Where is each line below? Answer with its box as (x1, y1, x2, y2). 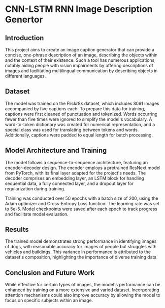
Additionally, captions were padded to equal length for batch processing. (5, 132, 153, 138)
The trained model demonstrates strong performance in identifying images (5, 238, 157, 244)
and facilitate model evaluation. (5, 211, 69, 217)
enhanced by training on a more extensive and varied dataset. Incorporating (5, 287, 160, 293)
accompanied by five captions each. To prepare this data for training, (5, 105, 145, 112)
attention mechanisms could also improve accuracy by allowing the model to (5, 292, 161, 298)
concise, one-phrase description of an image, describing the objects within (5, 52, 158, 58)
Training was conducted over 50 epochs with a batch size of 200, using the (5, 195, 159, 201)
